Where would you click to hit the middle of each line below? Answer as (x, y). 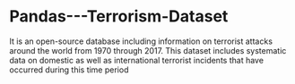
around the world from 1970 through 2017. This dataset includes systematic (148, 50)
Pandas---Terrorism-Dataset (119, 17)
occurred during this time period (69, 70)
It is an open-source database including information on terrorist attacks (141, 41)
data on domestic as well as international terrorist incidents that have (137, 60)
